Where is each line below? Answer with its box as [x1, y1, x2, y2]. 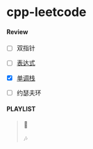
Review [6, 27, 28, 36]
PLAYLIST [6, 105, 36, 113]
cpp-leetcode [6, 4, 87, 20]
